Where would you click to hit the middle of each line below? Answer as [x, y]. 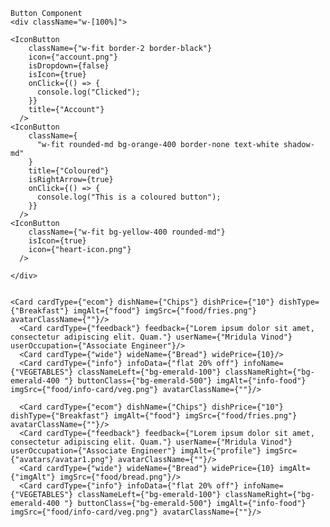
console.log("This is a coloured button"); [129, 197]
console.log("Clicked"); [88, 92]
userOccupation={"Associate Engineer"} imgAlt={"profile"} [136, 451]
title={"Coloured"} [69, 171]
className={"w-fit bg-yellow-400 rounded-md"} [127, 232]
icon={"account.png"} [73, 57]
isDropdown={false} [69, 66]
